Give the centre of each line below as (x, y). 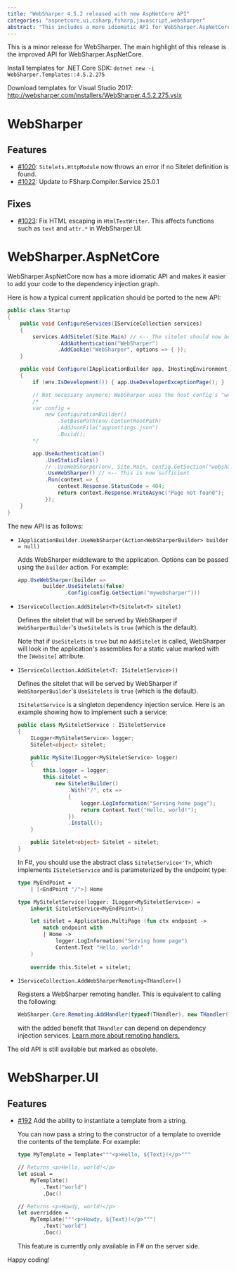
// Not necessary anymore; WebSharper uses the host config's (125, 395)
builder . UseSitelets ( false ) (84, 587)
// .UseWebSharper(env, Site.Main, (97, 467)
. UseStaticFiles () (72, 460)
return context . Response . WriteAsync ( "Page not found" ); (141, 493)
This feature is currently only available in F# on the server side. (109, 1246)
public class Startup (39, 311)
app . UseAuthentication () (69, 453)
